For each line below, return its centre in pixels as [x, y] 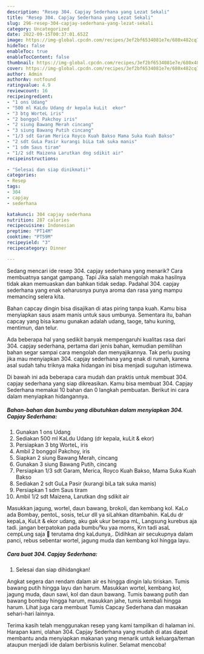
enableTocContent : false [38, 57]
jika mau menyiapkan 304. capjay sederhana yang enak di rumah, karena [98, 359]
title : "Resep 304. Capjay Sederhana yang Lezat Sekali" [80, 18]
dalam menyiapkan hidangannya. [48, 396]
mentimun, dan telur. [32, 328]
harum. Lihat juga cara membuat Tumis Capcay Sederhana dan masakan [97, 607]
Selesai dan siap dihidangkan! [53, 569]
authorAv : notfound [31, 79]
